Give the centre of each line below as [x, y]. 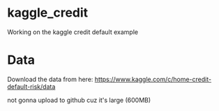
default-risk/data [31, 86]
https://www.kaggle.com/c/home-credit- [153, 79]
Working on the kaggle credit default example [73, 32]
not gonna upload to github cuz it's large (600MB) [79, 100]
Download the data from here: [50, 79]
